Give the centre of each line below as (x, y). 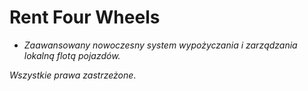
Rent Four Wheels (85, 17)
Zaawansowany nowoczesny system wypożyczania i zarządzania (160, 45)
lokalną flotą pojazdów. (72, 55)
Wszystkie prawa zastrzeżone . (73, 75)
